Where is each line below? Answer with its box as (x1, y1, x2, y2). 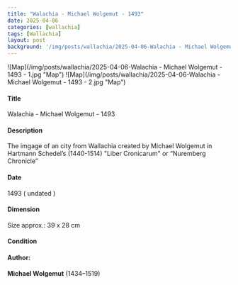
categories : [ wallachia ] (7, 23, 81, 30)
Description (7, 125, 43, 135)
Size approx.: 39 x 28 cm (7, 220, 81, 229)
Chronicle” (7, 157, 38, 165)
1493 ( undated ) (7, 189, 56, 197)
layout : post (7, 37, 46, 44)
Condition (7, 237, 38, 245)
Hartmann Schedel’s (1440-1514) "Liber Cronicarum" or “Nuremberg (7, 150, 207, 158)
